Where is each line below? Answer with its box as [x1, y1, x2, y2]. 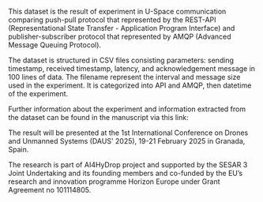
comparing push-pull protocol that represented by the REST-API [8, 15, 216, 24]
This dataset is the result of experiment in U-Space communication [8, 7, 227, 16]
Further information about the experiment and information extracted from [8, 104, 246, 114]
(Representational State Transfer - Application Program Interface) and [8, 24, 235, 32]
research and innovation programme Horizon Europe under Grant [8, 177, 220, 186]
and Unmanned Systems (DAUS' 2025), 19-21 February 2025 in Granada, [8, 137, 246, 145]
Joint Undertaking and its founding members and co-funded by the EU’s [8, 169, 243, 178]
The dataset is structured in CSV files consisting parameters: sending [8, 55, 235, 65]
